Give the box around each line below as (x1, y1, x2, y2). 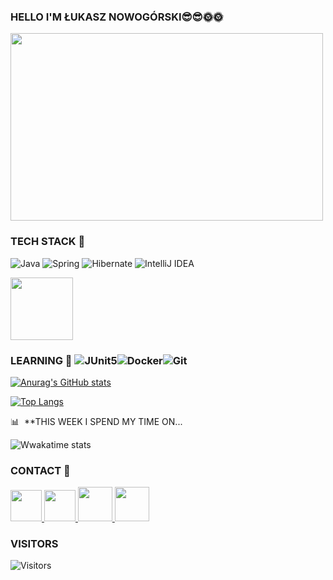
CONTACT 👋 (10, 463, 71, 477)
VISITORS (10, 537, 59, 551)
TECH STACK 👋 (10, 235, 86, 249)
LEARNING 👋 (10, 353, 73, 367)
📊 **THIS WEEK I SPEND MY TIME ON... (10, 415, 183, 427)
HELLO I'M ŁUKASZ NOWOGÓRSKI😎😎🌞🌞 (10, 10, 224, 24)
